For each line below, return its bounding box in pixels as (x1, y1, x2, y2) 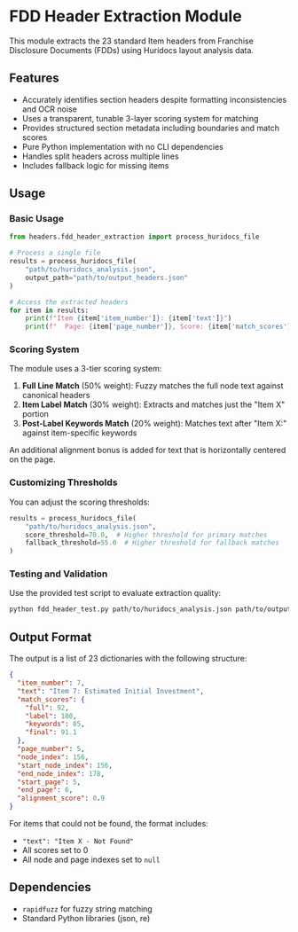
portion (21, 409, 49, 419)
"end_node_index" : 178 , (17, 769, 105, 778)
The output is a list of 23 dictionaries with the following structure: (9, 654, 247, 664)
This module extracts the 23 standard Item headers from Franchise (9, 35, 255, 46)
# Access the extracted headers (9, 297, 129, 307)
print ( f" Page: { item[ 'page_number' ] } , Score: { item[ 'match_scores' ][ (25, 322, 295, 332)
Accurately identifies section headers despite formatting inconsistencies (21, 94, 287, 105)
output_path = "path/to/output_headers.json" (25, 273, 189, 282)
